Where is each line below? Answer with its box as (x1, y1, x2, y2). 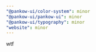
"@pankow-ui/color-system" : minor (6, 8, 91, 14)
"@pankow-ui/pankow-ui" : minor (6, 14, 83, 20)
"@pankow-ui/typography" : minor (6, 19, 85, 25)
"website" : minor (6, 24, 49, 31)
